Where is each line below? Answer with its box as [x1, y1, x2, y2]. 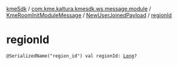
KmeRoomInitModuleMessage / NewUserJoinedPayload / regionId [6, 12, 172, 19]
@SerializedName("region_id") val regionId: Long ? [6, 53, 137, 59]
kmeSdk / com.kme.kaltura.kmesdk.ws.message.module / [6, 5, 151, 12]
